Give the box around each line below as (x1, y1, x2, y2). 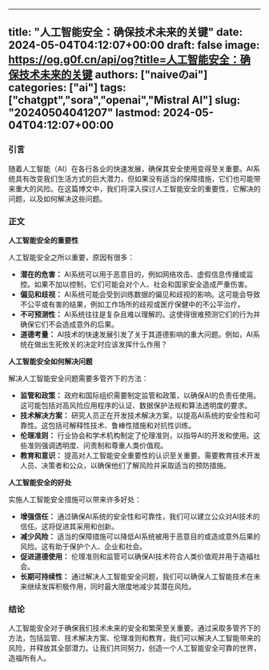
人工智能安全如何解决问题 (8, 356, 93, 366)
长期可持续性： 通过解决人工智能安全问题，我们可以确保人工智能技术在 (19, 572, 254, 581)
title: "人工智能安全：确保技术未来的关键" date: (8, 26, 243, 39)
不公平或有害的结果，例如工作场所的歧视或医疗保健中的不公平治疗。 (19, 299, 245, 309)
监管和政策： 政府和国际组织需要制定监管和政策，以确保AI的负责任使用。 (19, 390, 261, 400)
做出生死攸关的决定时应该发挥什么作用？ (34, 339, 168, 349)
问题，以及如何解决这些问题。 (8, 194, 106, 203)
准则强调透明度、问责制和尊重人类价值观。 (26, 440, 168, 450)
